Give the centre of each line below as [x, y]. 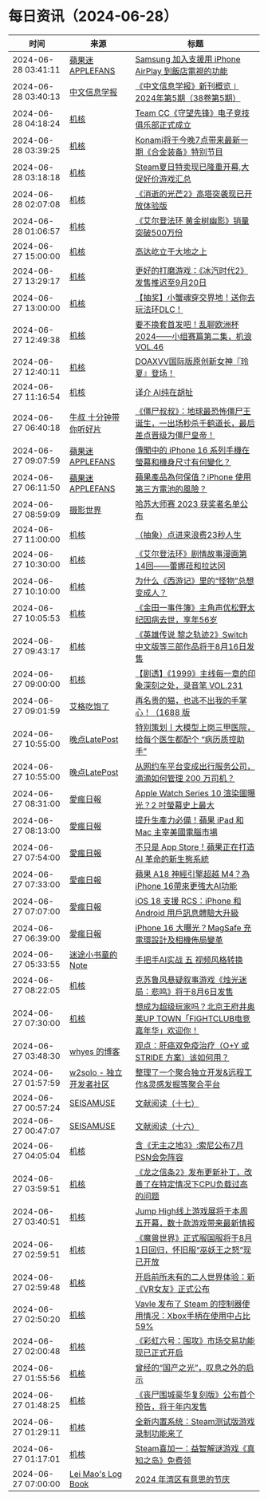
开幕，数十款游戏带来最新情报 [199, 1223]
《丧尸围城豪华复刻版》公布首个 [195, 1395]
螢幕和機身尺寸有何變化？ [183, 462]
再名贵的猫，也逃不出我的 [183, 701]
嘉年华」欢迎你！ [167, 1030]
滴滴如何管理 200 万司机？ [185, 778]
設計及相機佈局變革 [187, 940]
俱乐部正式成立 [163, 124]
